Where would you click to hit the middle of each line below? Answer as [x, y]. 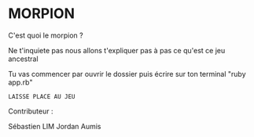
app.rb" [20, 82]
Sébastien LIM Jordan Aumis [55, 126]
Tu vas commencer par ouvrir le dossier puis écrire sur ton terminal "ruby [127, 74]
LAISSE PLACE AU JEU [42, 96]
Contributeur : [31, 111]
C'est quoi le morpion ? [46, 35]
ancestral [23, 59]
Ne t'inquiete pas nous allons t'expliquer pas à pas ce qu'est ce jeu [117, 50]
